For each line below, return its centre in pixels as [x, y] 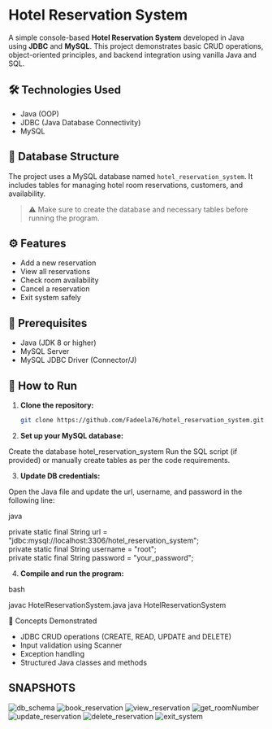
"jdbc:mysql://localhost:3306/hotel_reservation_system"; [104, 540]
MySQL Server [45, 351]
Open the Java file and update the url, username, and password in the [125, 491]
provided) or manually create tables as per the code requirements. [119, 460]
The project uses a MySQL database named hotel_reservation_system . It [131, 176]
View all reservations [55, 272]
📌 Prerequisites [48, 323]
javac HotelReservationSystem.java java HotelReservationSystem [117, 605]
